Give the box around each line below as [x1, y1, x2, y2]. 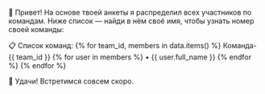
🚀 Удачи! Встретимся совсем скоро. [8, 76, 135, 86]
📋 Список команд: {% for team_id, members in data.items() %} [8, 41, 222, 50]
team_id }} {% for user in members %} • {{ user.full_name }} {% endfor [15, 52, 252, 62]
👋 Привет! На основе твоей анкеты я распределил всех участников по [8, 8, 252, 17]
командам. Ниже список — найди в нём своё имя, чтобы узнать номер [8, 16, 255, 26]
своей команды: [8, 25, 64, 34]
